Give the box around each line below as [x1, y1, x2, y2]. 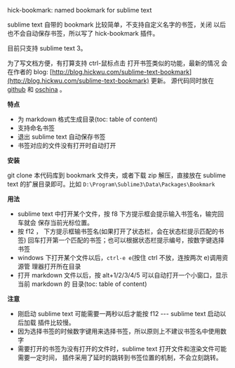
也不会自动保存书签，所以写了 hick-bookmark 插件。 [7, 29, 159, 37]
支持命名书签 [17, 124, 55, 132]
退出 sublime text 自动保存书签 [17, 132, 106, 141]
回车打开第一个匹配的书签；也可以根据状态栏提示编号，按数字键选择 [27, 236, 224, 244]
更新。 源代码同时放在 [150, 76, 215, 85]
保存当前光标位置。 [37, 219, 93, 226]
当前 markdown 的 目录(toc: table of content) [17, 280, 147, 288]
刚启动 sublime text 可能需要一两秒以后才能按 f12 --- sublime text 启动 [17, 310, 220, 318]
